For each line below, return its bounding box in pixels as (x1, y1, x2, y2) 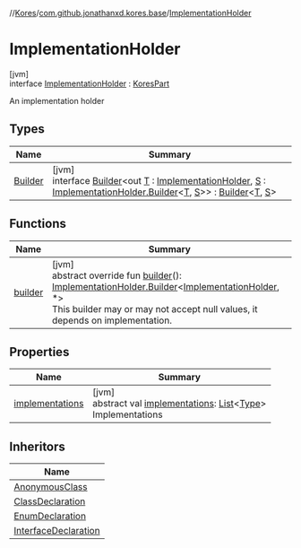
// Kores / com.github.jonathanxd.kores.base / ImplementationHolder (9, 8, 252, 18)
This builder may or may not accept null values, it (52, 302, 258, 315)
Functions (9, 216, 67, 231)
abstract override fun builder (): (52, 269, 182, 282)
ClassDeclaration (13, 495, 86, 508)
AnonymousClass (13, 481, 88, 493)
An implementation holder (9, 95, 105, 106)
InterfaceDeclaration (13, 525, 100, 537)
